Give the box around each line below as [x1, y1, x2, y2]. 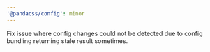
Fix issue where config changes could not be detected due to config [6, 29, 203, 37]
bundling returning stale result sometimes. [6, 36, 128, 45]
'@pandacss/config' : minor [6, 10, 85, 17]
